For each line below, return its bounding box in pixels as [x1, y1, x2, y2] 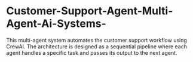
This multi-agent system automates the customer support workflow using [6, 36, 187, 44]
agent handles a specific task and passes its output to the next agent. [6, 49, 177, 56]
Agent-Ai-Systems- [6, 17, 106, 30]
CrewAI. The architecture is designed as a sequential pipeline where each [6, 43, 187, 50]
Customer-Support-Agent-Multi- [6, 4, 173, 18]
